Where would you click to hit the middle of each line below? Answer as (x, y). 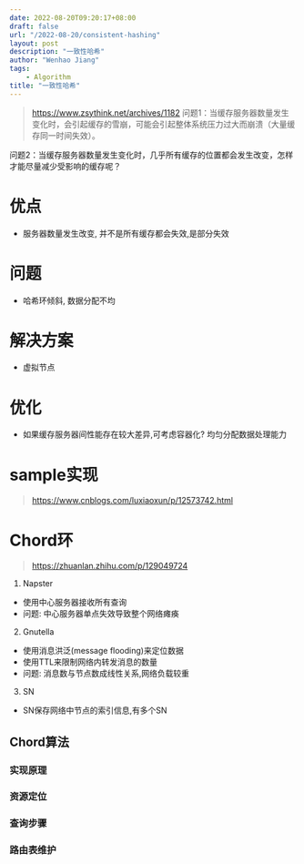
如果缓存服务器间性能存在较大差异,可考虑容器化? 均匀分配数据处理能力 (154, 434)
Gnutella (38, 632)
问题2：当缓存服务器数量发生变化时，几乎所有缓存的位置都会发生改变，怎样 (152, 155)
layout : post (34, 43)
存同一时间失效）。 (66, 135)
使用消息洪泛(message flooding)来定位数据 (103, 651)
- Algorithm (48, 77)
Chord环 (41, 540)
